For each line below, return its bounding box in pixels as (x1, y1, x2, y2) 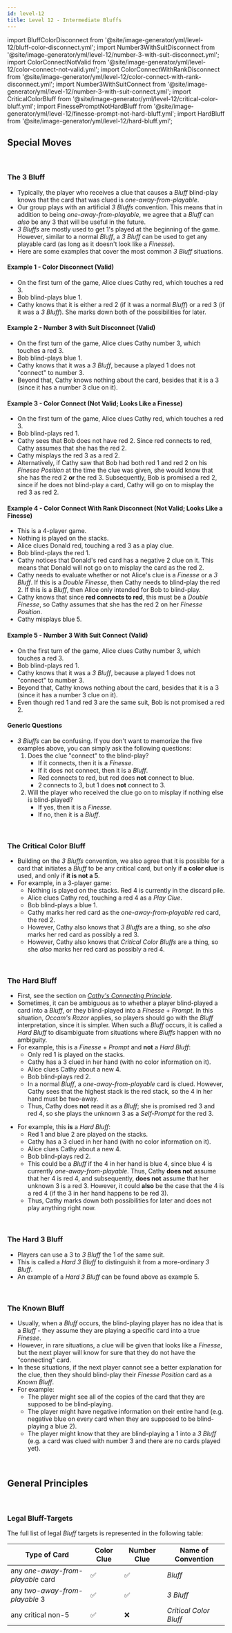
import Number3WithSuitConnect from (55, 80, 166, 88)
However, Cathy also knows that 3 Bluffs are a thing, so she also (27, 923, 211, 932)
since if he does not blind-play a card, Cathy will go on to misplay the (17, 481, 214, 489)
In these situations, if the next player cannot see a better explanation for (17, 1363, 222, 1372)
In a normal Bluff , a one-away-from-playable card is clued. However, (27, 1080, 224, 1088)
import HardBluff (177, 109, 225, 118)
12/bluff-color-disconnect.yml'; (7, 43, 95, 51)
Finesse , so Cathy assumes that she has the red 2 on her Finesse (17, 600, 203, 609)
